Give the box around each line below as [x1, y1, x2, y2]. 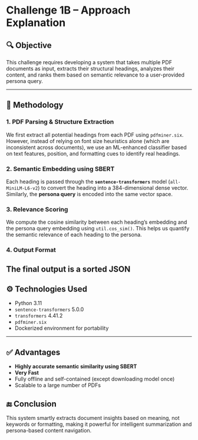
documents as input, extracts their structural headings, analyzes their [6, 65, 175, 72]
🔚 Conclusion [6, 399, 57, 409]
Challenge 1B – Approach [6, 4, 131, 17]
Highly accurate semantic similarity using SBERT [14, 363, 137, 370]
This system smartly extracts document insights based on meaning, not [6, 415, 180, 422]
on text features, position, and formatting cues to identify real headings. [6, 150, 180, 157]
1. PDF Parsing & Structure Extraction [6, 118, 114, 126]
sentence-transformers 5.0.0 [14, 306, 84, 313]
